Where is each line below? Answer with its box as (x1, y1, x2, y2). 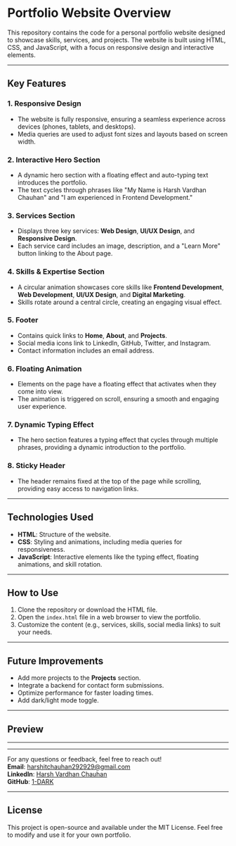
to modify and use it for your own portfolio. (7, 831, 131, 839)
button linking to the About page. (17, 249, 113, 258)
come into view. (17, 387, 63, 396)
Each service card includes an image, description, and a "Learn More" (17, 241, 221, 251)
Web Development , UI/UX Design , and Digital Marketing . (17, 290, 186, 298)
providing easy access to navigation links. (17, 484, 139, 493)
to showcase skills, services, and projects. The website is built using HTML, (7, 35, 226, 44)
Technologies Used (7, 512, 93, 524)
